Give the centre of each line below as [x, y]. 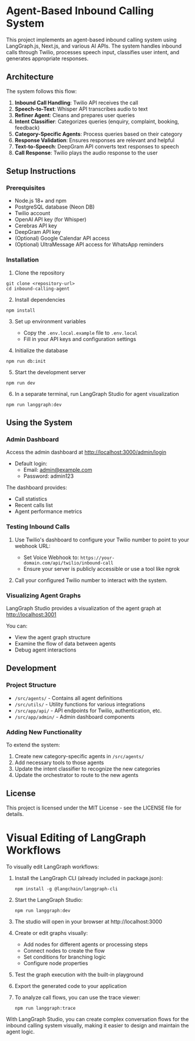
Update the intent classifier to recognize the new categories [87, 769]
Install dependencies [40, 299]
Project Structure [31, 685]
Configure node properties [56, 963]
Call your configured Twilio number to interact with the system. [91, 580]
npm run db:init [26, 361]
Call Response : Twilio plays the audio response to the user [86, 153]
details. [15, 814]
